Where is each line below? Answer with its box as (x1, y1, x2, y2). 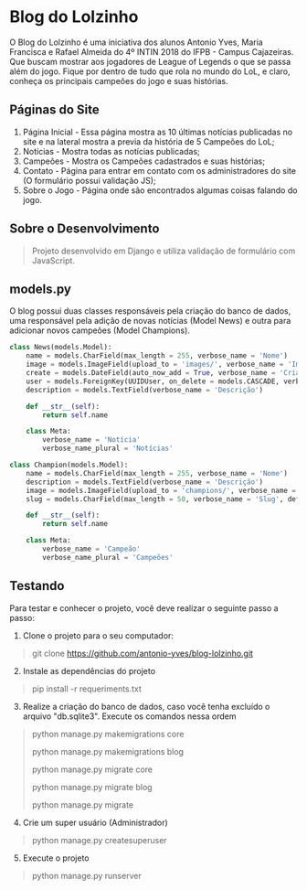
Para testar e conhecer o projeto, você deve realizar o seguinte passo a (9, 602, 279, 614)
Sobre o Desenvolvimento (9, 221, 160, 237)
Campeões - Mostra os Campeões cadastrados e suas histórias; (22, 155, 265, 166)
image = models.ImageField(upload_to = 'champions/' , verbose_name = (26, 486, 297, 495)
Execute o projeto (22, 852, 90, 863)
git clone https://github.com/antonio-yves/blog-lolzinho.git (31, 648, 254, 659)
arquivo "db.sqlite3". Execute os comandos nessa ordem (22, 711, 237, 722)
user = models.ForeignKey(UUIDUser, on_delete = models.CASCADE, (26, 377, 281, 386)
